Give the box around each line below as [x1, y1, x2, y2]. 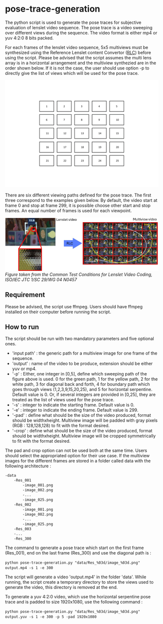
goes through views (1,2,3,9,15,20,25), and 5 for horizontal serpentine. [12, 387, 152, 392]
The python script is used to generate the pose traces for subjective [5, 19, 142, 25]
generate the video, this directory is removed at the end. [5, 585, 118, 590]
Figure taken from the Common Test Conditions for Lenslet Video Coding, [5, 271, 153, 277]
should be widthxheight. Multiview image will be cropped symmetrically [12, 433, 156, 439]
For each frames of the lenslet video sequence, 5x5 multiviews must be [5, 44, 148, 50]
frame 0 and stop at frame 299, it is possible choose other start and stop [5, 203, 151, 209]
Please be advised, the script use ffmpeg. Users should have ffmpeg [5, 303, 143, 309]
